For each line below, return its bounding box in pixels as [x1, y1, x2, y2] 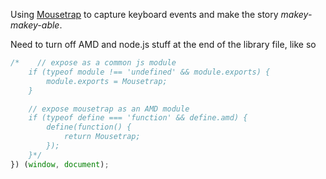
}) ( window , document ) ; [10, 159, 110, 169]
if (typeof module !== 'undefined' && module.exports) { [28, 67, 271, 77]
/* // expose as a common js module [10, 58, 177, 68]
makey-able [10, 19, 60, 31]
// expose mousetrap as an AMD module [28, 104, 190, 114]
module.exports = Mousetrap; [46, 76, 168, 86]
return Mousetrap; [63, 132, 141, 142]
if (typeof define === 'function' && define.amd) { [28, 113, 248, 123]
